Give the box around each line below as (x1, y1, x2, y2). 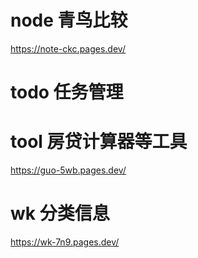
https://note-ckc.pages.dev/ (10, 42, 126, 55)
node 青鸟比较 (10, 9, 128, 32)
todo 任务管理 (10, 81, 124, 104)
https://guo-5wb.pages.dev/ (10, 164, 127, 176)
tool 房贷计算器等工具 (10, 131, 188, 153)
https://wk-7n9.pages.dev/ (10, 236, 120, 248)
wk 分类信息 (10, 202, 110, 225)
